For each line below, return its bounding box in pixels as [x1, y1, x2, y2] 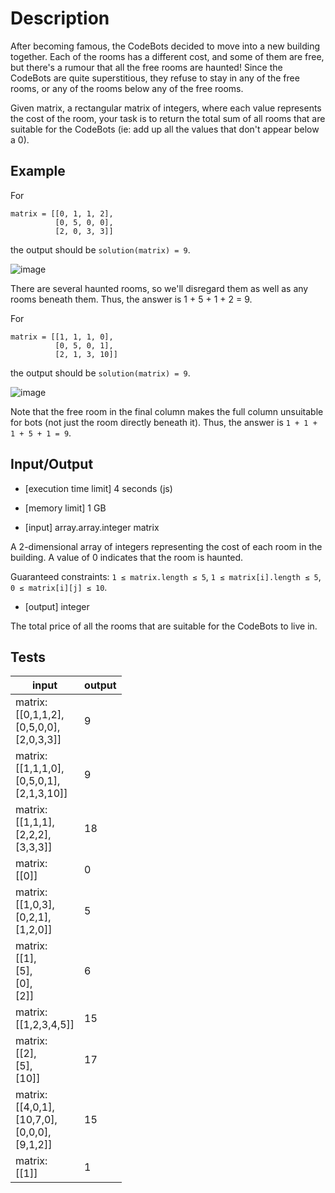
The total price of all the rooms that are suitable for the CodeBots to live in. [10, 620, 318, 632]
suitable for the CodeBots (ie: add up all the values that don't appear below [10, 123, 320, 135]
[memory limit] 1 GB [24, 502, 107, 514]
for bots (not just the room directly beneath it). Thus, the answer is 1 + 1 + [10, 416, 318, 428]
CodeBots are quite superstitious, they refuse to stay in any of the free [10, 72, 300, 84]
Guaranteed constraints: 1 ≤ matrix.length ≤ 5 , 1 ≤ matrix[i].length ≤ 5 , [10, 570, 322, 582]
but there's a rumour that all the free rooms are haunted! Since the [10, 61, 283, 73]
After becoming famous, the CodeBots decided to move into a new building [10, 40, 320, 52]
